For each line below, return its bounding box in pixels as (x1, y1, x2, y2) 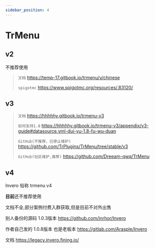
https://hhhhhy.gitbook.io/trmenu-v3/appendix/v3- (41, 122, 149, 129)
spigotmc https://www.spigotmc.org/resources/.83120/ (17, 84, 133, 90)
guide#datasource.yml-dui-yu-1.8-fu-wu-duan (17, 128, 117, 134)
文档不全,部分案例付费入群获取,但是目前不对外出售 (5, 204, 112, 211)
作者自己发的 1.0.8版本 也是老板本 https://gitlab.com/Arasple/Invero (5, 226, 147, 232)
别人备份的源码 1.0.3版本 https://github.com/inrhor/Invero (5, 215, 126, 221)
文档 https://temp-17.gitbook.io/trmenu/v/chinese (17, 74, 120, 80)
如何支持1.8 (17, 123, 41, 129)
